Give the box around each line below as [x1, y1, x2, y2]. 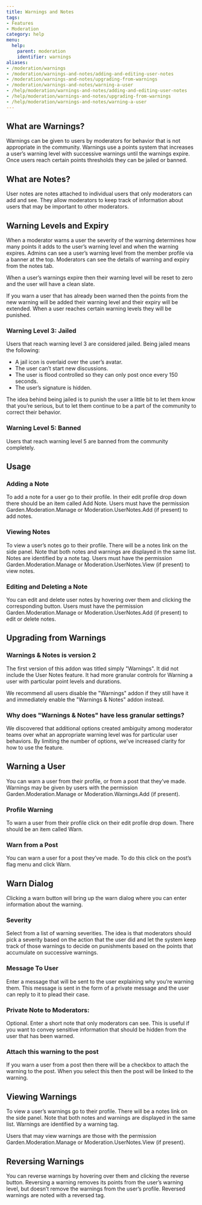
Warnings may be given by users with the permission [6, 784, 138, 791]
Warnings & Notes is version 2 [6, 651, 96, 659]
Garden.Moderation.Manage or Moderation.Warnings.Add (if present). [6, 790, 180, 797]
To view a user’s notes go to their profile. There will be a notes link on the [6, 541, 188, 549]
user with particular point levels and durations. [6, 678, 122, 685]
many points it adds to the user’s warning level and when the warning [6, 243, 179, 250]
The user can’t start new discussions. [14, 365, 109, 372]
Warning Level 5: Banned [6, 424, 81, 433]
